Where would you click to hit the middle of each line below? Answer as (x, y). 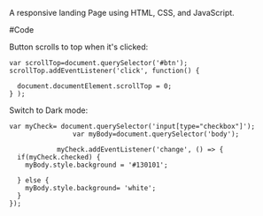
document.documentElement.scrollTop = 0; (95, 86)
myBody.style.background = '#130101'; (97, 165)
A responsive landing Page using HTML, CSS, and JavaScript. (122, 13)
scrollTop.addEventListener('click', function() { (104, 71)
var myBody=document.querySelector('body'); (156, 134)
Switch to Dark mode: (49, 110)
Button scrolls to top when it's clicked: (79, 47)
